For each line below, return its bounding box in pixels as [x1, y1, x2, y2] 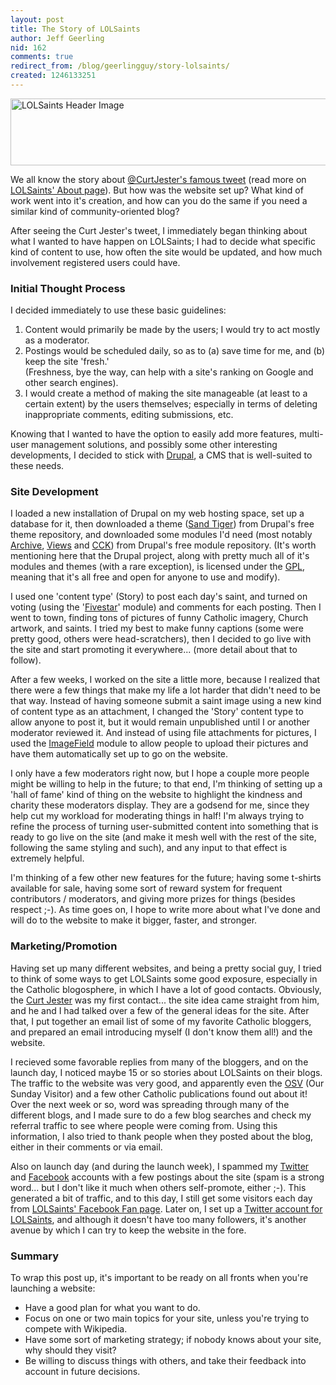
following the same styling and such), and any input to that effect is [10, 842, 288, 854]
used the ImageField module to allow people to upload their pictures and [10, 737, 309, 750]
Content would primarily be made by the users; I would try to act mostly [24, 324, 321, 336]
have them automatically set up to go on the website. [10, 748, 229, 760]
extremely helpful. [10, 852, 85, 865]
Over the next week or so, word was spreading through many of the [10, 1098, 290, 1110]
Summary [10, 1249, 60, 1263]
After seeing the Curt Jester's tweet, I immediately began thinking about [10, 224, 308, 236]
